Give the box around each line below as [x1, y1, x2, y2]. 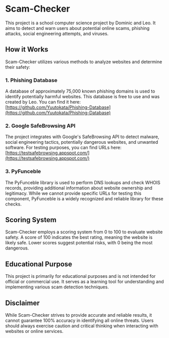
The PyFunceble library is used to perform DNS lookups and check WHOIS [5, 179, 160, 185]
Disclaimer [5, 299, 40, 307]
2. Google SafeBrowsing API [5, 122, 76, 129]
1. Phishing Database [5, 76, 58, 83]
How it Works [5, 45, 48, 54]
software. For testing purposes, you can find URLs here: [5, 145, 122, 151]
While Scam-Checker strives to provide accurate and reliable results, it [5, 312, 152, 318]
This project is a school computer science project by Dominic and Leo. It [5, 20, 156, 26]
